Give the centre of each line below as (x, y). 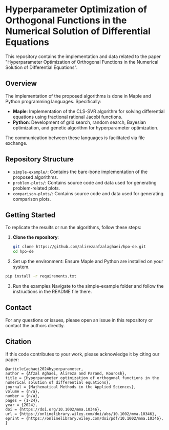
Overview (21, 83)
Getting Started (30, 215)
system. (21, 267)
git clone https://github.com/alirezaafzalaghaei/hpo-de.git (79, 247)
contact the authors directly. (35, 325)
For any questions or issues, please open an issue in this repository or (79, 320)
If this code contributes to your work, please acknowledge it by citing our (82, 354)
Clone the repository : (36, 237)
